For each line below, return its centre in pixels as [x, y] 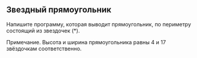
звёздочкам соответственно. [44, 48]
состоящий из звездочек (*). [43, 30]
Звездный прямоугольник [59, 10]
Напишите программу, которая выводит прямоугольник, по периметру [99, 24]
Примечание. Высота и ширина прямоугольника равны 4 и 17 [86, 42]
